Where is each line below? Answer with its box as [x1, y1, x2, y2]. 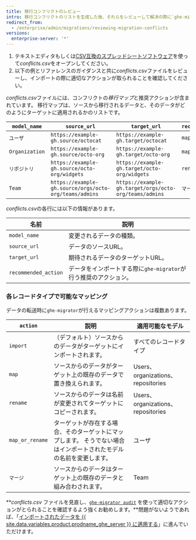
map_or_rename [9, 437, 48, 443]
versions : [6, 30, 30, 36]
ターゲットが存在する [53, 419, 113, 427]
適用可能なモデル [136, 322, 184, 331]
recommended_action [9, 270, 63, 276]
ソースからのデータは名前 [53, 390, 124, 398]
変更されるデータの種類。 [68, 232, 139, 240]
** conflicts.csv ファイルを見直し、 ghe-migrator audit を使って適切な [6, 498, 173, 506]
